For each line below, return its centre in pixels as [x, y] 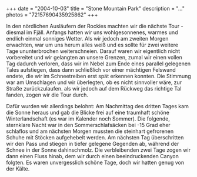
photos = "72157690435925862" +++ [52, 15]
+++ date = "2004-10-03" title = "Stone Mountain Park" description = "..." [96, 9]
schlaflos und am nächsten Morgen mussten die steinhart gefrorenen [90, 131]
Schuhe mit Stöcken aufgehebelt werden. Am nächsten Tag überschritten [95, 137]
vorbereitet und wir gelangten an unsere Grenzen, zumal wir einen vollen [94, 57]
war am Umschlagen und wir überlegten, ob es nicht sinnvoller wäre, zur [94, 82]
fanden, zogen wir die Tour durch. [47, 95]
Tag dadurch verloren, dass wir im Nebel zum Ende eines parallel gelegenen [98, 64]
